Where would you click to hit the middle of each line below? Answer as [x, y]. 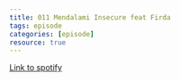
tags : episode [36, 26]
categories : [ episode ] [52, 34]
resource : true [38, 42]
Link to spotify [36, 68]
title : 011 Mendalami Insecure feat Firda [90, 17]
